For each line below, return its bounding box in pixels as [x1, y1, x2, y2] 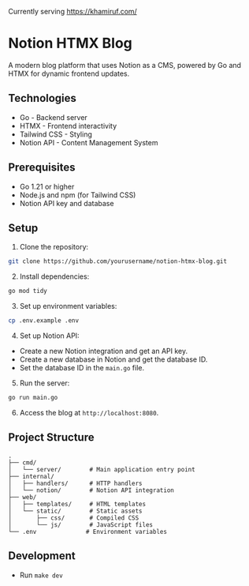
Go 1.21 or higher [19, 182, 75, 191]
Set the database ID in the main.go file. [19, 363, 145, 372]
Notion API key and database [19, 198, 114, 208]
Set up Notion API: [19, 331, 80, 340]
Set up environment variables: [19, 302, 117, 311]
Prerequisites [8, 161, 76, 175]
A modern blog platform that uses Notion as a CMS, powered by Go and [8, 60, 242, 69]
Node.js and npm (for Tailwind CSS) [19, 190, 136, 200]
